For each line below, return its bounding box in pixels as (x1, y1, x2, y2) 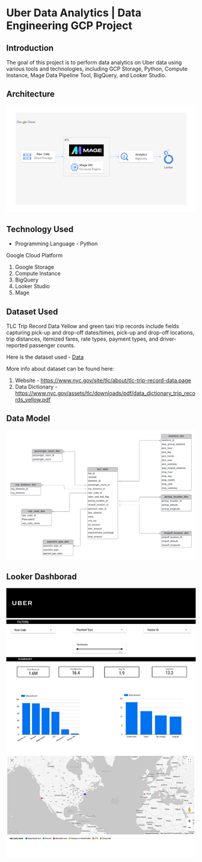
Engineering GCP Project (6, 19, 132, 33)
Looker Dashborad (6, 571, 77, 582)
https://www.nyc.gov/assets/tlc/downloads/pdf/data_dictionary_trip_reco (14, 389, 195, 397)
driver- (159, 335, 177, 342)
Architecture (6, 89, 55, 99)
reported (6, 341, 28, 349)
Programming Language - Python (14, 240, 98, 247)
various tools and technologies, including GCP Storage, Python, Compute (6, 65, 188, 72)
